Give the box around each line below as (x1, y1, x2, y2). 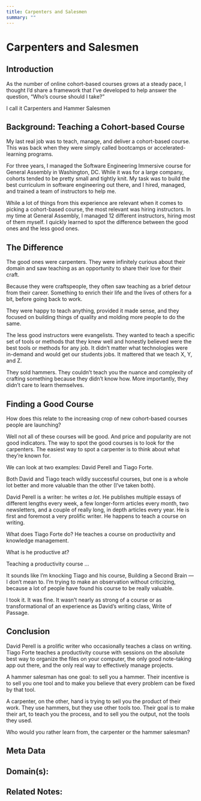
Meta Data (6, 746, 46, 756)
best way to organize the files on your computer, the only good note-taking (6, 655, 192, 662)
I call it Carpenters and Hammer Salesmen (6, 105, 111, 112)
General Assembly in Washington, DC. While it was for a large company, (6, 169, 184, 176)
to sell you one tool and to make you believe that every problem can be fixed (6, 680, 195, 687)
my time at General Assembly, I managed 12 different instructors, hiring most (6, 212, 196, 219)
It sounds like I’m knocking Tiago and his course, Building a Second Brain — (6, 571, 194, 579)
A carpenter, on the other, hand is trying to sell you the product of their (6, 698, 181, 705)
